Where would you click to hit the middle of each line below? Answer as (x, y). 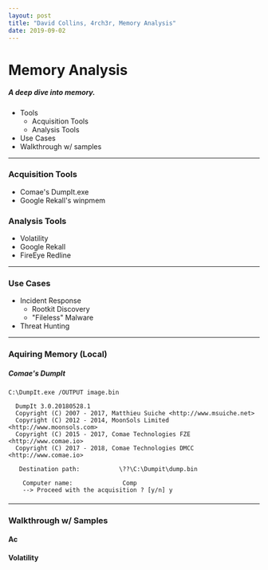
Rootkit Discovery (61, 309)
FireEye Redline (45, 255)
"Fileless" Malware (63, 318)
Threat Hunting (45, 326)
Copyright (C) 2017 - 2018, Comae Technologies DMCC (105, 448)
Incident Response (50, 301)
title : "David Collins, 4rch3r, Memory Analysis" (93, 23)
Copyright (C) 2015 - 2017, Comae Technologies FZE (103, 434)
